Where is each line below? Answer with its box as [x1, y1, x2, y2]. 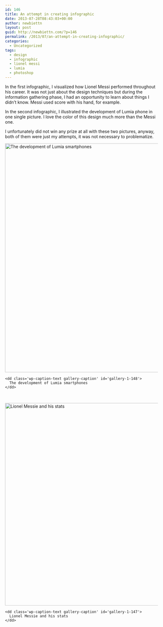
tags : [5, 48, 16, 53]
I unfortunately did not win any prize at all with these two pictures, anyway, [5, 128, 155, 134]
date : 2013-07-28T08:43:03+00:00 [5, 16, 73, 21]
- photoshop [9, 71, 34, 75]
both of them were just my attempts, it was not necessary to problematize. [5, 133, 154, 139]
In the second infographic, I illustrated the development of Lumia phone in [5, 108, 153, 114]
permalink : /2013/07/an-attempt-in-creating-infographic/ [5, 35, 125, 39]
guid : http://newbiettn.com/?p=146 [5, 30, 77, 35]
